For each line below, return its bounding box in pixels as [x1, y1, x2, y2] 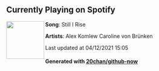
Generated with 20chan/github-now [45, 58, 138, 65]
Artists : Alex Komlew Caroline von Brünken [45, 32, 153, 40]
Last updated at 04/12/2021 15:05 [45, 44, 129, 51]
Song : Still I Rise [45, 20, 86, 28]
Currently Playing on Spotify [6, 5, 116, 15]
